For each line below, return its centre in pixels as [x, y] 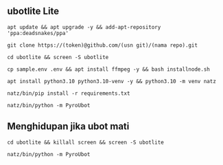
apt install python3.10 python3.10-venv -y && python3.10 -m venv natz [111, 81]
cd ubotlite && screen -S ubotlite [58, 57]
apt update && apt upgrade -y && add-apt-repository [84, 27]
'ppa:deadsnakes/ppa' [38, 33]
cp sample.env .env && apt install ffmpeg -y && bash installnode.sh [109, 69]
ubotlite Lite [33, 11]
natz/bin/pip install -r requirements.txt [69, 93]
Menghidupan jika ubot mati [68, 126]
